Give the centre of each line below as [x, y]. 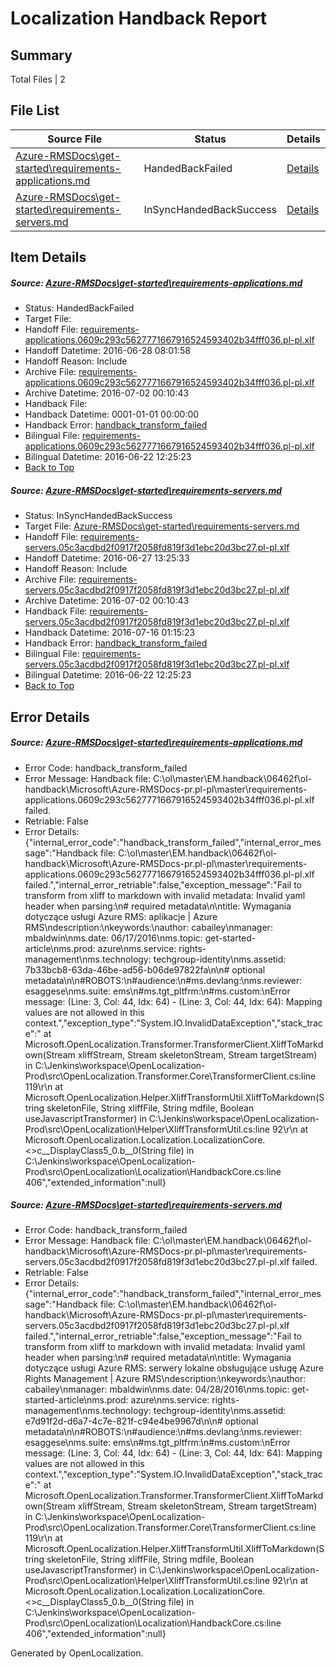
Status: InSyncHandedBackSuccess [98, 516]
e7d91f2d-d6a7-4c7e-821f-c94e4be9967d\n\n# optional [141, 1421]
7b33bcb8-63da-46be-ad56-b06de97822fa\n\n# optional [145, 969]
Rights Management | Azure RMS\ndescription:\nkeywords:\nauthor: [165, 1379]
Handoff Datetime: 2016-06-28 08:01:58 [107, 351]
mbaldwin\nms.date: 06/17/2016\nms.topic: [113, 938]
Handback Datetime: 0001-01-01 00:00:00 [112, 414]
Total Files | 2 [38, 79]
